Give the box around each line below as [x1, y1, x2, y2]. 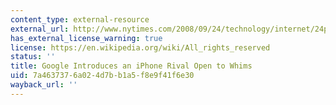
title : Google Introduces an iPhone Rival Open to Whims [10, 61, 253, 71]
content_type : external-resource [10, 14, 150, 25]
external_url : [10, 24, 70, 34]
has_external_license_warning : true [10, 33, 163, 43]
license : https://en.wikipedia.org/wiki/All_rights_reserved [10, 42, 271, 53]
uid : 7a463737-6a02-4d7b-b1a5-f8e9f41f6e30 [10, 71, 195, 81]
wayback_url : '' [10, 80, 78, 90]
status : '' [10, 52, 56, 62]
